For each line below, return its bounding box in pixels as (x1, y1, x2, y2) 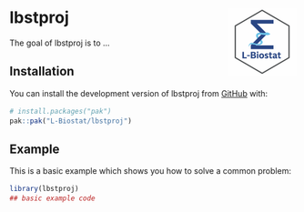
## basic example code (9, 194, 96, 203)
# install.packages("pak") (9, 106, 112, 116)
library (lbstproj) (9, 185, 79, 194)
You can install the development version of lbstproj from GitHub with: (9, 87, 269, 98)
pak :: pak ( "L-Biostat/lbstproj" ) (9, 116, 132, 126)
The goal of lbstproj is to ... (9, 37, 111, 48)
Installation (9, 64, 75, 79)
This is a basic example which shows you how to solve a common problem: (9, 166, 291, 177)
